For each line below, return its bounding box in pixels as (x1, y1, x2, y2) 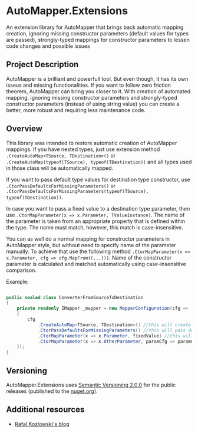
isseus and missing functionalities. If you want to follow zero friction (6, 81, 171, 88)
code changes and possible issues (6, 42, 90, 50)
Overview (6, 124, 43, 134)
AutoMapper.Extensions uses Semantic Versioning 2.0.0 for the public (6, 382, 176, 388)
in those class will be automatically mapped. (6, 164, 114, 172)
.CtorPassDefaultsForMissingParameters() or (6, 182, 116, 189)
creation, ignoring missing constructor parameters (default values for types (6, 29, 189, 37)
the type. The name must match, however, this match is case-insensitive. (6, 224, 184, 231)
